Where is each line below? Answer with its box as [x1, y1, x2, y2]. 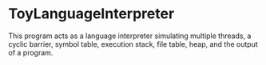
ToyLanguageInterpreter [8, 5, 175, 23]
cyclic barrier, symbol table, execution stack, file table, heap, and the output [8, 39, 258, 48]
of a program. [8, 48, 54, 57]
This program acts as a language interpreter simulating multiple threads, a [8, 31, 252, 40]
